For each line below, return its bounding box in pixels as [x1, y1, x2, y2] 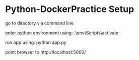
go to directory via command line [5, 20, 74, 26]
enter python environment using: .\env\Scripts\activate [5, 29, 119, 35]
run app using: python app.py [5, 39, 66, 45]
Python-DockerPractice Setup [5, 3, 134, 15]
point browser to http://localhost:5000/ [5, 49, 86, 55]
